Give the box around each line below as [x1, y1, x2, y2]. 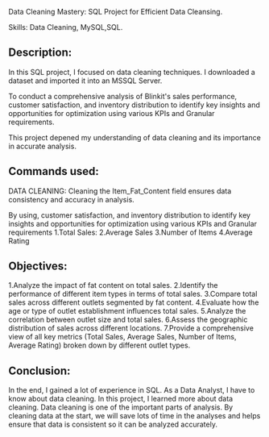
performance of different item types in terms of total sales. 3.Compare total [8, 289, 258, 299]
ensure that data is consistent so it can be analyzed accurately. [8, 419, 217, 430]
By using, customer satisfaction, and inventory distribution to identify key [8, 210, 251, 220]
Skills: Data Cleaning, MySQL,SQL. [8, 23, 123, 31]
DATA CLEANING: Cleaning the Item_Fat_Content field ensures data [8, 185, 232, 196]
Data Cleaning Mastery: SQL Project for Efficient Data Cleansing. [8, 7, 223, 16]
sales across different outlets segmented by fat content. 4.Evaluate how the [8, 298, 259, 307]
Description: [8, 46, 72, 60]
